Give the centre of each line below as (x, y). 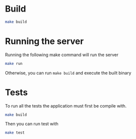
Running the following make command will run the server (62, 55)
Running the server (44, 41)
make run (14, 63)
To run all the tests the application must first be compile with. (66, 106)
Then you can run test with (32, 124)
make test (15, 133)
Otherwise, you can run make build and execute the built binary (68, 73)
